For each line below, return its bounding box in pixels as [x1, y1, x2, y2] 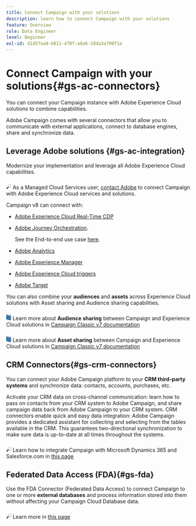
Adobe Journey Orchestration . [14, 224, 89, 231]
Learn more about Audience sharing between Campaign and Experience [12, 315, 190, 322]
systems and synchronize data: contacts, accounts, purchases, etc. [6, 381, 171, 389]
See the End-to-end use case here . [14, 236, 100, 243]
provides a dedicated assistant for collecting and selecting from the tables [6, 418, 187, 425]
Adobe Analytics [14, 247, 55, 254]
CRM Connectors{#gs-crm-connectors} [6, 360, 157, 370]
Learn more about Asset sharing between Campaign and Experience [12, 336, 181, 344]
